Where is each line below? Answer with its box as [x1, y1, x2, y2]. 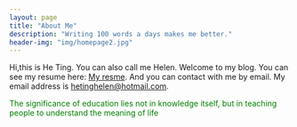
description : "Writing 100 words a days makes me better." [9, 29, 233, 38]
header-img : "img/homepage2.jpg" [9, 37, 133, 47]
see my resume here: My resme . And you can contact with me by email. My [9, 72, 286, 83]
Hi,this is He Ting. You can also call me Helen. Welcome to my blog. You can [9, 62, 289, 73]
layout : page [9, 12, 58, 22]
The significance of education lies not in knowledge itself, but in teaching [9, 99, 277, 109]
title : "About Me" [9, 21, 77, 30]
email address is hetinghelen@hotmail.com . [9, 81, 169, 91]
